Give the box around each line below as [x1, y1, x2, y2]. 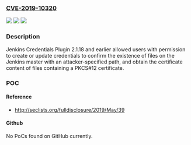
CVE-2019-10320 [6, 4, 57, 12]
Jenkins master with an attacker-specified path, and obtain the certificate [6, 58, 183, 65]
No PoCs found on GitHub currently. [6, 132, 93, 139]
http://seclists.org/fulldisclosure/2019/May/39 [14, 106, 125, 113]
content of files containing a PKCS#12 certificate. [6, 64, 124, 71]
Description [6, 33, 40, 41]
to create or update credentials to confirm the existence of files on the [6, 52, 175, 59]
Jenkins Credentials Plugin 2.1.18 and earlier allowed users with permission [6, 45, 186, 53]
